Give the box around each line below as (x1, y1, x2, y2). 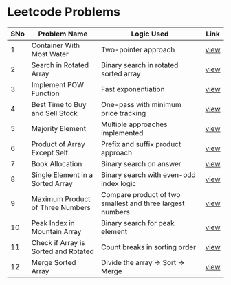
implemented (100, 128, 144, 137)
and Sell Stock (31, 108, 78, 117)
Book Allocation (31, 159, 82, 168)
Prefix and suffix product (100, 139, 181, 148)
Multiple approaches (100, 119, 168, 129)
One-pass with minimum (100, 100, 181, 109)
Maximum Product (31, 194, 91, 203)
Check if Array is (31, 238, 85, 247)
